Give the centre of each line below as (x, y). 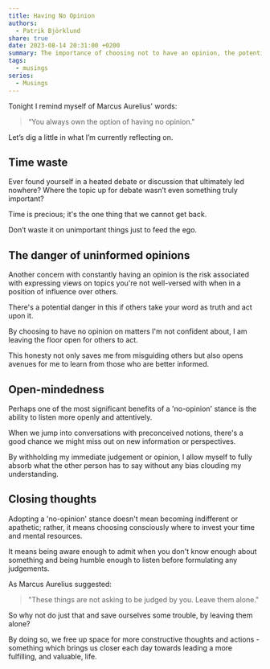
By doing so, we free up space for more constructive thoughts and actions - (134, 639)
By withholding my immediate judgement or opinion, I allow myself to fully (131, 457)
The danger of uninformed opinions (99, 255)
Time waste (38, 162)
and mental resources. (45, 536)
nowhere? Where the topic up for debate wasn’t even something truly (123, 191)
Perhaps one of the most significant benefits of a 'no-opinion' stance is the (133, 408)
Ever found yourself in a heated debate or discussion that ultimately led (127, 182)
